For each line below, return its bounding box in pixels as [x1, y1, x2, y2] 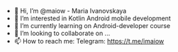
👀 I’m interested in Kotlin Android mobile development [13, 14, 172, 22]
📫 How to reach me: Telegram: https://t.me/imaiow [13, 37, 165, 45]
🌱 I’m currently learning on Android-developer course [13, 22, 171, 30]
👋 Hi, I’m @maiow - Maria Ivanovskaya [13, 7, 127, 15]
